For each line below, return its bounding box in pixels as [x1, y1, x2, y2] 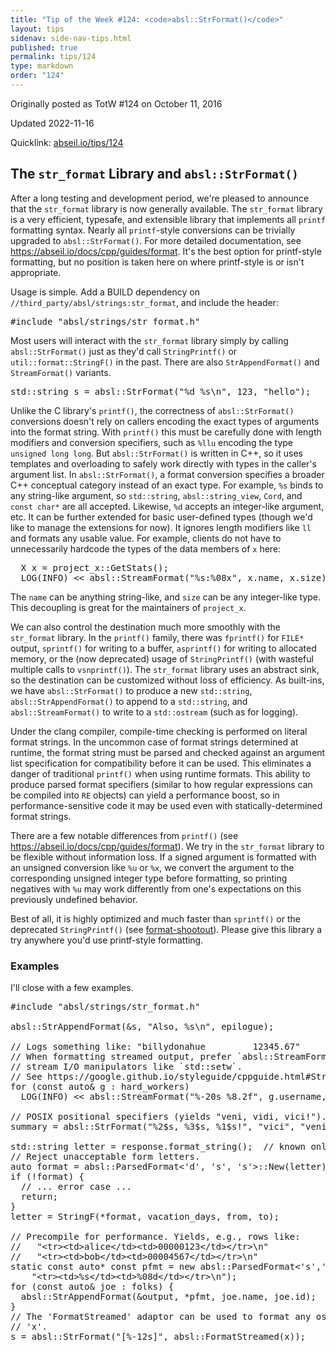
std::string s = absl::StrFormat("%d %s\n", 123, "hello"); [10, 386, 312, 397]
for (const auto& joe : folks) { [10, 1281, 175, 1292]
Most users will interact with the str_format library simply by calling [10, 334, 289, 346]
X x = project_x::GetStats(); [20, 562, 169, 573]
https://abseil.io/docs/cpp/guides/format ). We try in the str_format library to [10, 840, 325, 852]
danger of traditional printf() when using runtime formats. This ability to [10, 767, 311, 780]
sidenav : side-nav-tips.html [10, 33, 132, 43]
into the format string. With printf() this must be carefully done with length [10, 426, 322, 438]
